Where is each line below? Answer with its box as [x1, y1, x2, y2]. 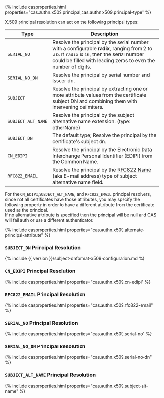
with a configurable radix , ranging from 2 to [52, 45, 153, 52]
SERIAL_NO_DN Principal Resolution [5, 343, 86, 350]
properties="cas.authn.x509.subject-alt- [67, 383, 149, 389]
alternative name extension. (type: [52, 118, 131, 125]
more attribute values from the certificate [52, 92, 146, 98]
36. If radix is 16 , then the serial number [52, 51, 144, 58]
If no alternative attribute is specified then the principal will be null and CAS [5, 212, 157, 218]
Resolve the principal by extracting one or [52, 85, 148, 92]
